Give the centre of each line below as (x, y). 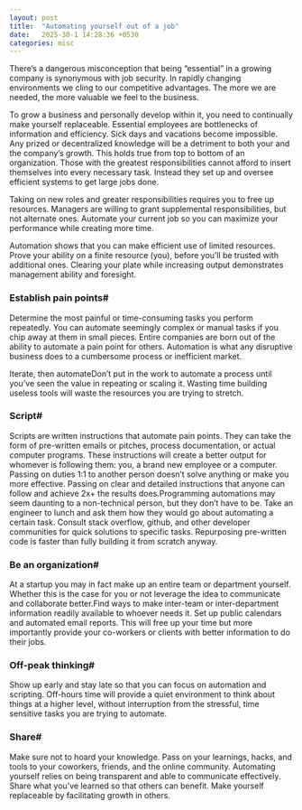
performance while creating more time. (82, 228)
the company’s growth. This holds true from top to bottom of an (127, 154)
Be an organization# (54, 564)
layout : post (34, 18)
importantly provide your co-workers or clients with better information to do (150, 632)
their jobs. (28, 642)
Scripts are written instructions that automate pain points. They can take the (150, 435)
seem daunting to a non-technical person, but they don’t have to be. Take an (151, 503)
